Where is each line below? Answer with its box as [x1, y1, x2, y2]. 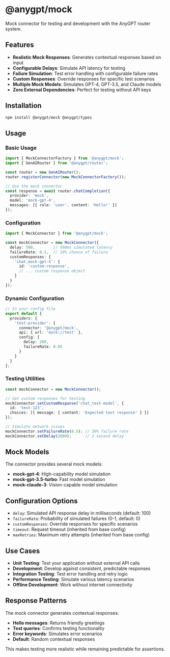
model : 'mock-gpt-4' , [10, 198, 56, 203]
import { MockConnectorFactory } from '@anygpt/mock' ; [5, 156, 124, 161]
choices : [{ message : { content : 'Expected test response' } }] [10, 410, 149, 416]
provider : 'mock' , [10, 193, 49, 198]
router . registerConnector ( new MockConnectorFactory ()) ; [5, 174, 126, 179]
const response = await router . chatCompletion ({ [5, 188, 110, 194]
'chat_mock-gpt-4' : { [14, 259, 60, 264]
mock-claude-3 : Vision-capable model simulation [12, 482, 118, 488]
